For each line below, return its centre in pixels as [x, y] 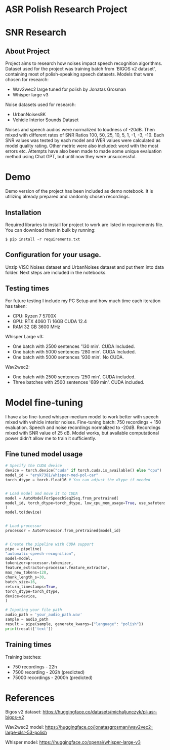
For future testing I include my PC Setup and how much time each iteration [83, 301]
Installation [23, 212]
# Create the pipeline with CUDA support [50, 544]
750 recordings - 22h [35, 667]
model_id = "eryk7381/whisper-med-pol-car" [52, 475]
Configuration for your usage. [53, 255]
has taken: [16, 306]
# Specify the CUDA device [34, 466]
